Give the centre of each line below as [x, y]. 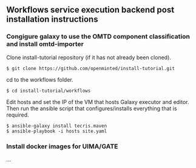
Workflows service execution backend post [90, 10]
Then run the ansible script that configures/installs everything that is [92, 108]
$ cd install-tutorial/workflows [49, 91]
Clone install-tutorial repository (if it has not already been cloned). [89, 57]
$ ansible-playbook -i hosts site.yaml [57, 131]
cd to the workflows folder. [40, 79]
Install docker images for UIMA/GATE [62, 146]
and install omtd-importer [45, 44]
